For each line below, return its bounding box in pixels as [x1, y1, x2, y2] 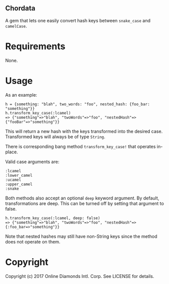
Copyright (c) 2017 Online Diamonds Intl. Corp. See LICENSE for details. [5, 273, 154, 279]
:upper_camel [5, 182, 33, 187]
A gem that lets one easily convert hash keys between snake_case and [5, 17, 151, 23]
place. [5, 149, 19, 155]
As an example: [5, 92, 37, 98]
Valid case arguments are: [5, 158, 60, 165]
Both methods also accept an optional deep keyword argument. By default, [5, 195, 159, 201]
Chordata [5, 4, 35, 13]
